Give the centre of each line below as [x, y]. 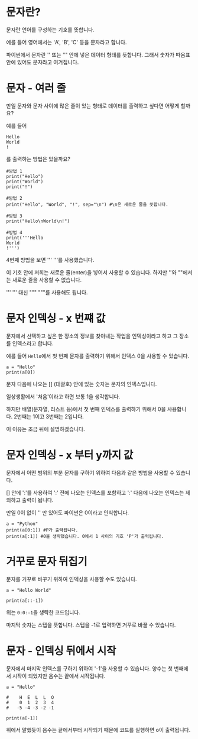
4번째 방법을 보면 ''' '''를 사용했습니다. [50, 260]
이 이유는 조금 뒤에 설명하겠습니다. [46, 429]
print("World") [25, 181]
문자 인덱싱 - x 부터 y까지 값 [70, 455]
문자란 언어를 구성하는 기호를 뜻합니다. [50, 30]
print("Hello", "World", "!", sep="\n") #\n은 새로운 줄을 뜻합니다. [87, 205]
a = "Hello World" [29, 590]
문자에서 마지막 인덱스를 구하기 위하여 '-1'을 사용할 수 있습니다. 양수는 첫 [90, 668]
